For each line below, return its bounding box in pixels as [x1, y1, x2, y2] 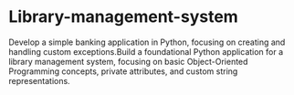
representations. [8, 75, 70, 86]
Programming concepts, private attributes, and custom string [8, 66, 238, 77]
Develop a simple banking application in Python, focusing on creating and [8, 37, 286, 47]
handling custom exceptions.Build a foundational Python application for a [8, 46, 284, 57]
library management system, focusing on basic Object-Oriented [8, 56, 248, 67]
